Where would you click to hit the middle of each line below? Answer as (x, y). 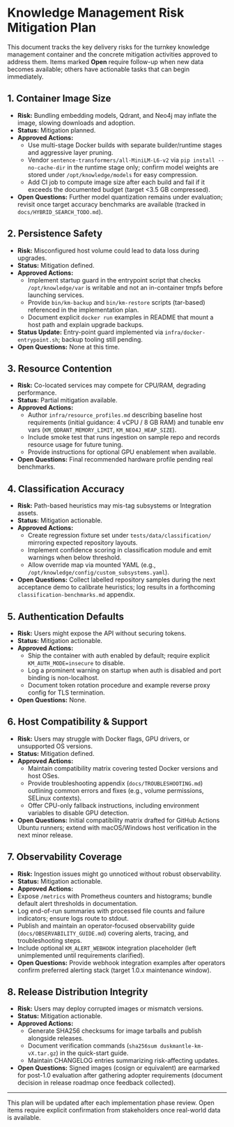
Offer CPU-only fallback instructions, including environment (114, 805)
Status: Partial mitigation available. (67, 400)
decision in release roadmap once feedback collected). (96, 1083)
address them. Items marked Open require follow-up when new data (106, 61)
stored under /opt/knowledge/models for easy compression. (113, 174)
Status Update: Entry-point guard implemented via (90, 332)
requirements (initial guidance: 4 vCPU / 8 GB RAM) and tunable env (126, 423)
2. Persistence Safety (55, 234)
